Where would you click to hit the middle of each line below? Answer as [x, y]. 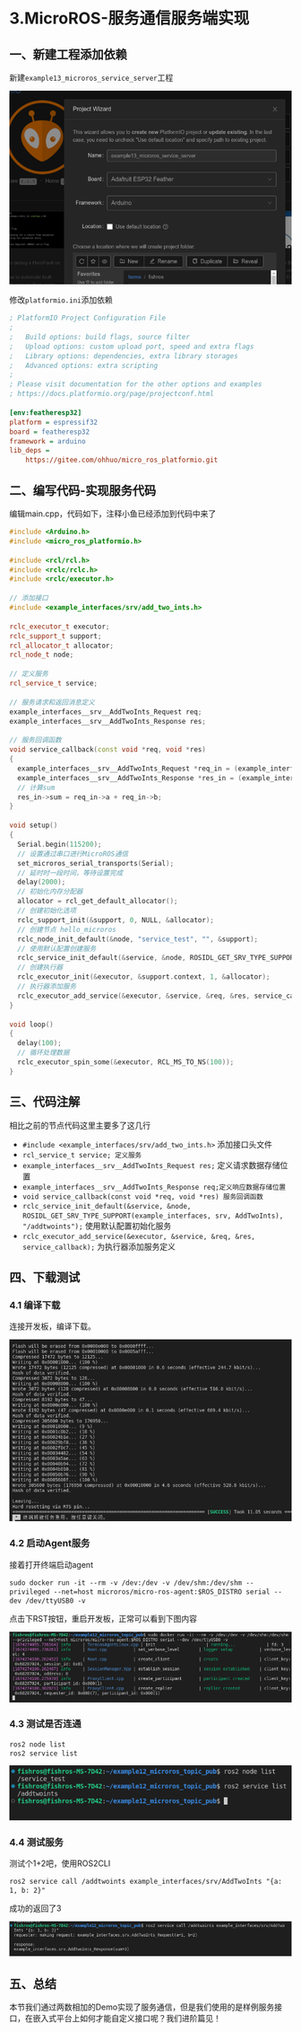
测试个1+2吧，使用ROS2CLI [60, 1863]
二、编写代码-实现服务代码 [83, 490]
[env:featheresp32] [46, 413]
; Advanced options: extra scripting [84, 365]
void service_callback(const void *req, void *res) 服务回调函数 [143, 1196]
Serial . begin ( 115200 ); [60, 844]
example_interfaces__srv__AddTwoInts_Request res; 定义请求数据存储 [151, 1165]
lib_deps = [30, 451]
